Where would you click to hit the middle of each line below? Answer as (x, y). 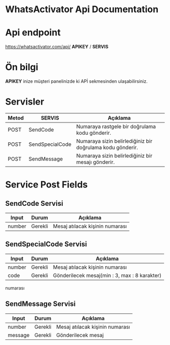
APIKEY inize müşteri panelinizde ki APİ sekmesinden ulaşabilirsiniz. (76, 81)
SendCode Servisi (34, 203)
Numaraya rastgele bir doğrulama (116, 127)
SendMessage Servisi (40, 304)
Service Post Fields (47, 185)
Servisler (25, 102)
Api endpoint (33, 33)
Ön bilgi (22, 67)
